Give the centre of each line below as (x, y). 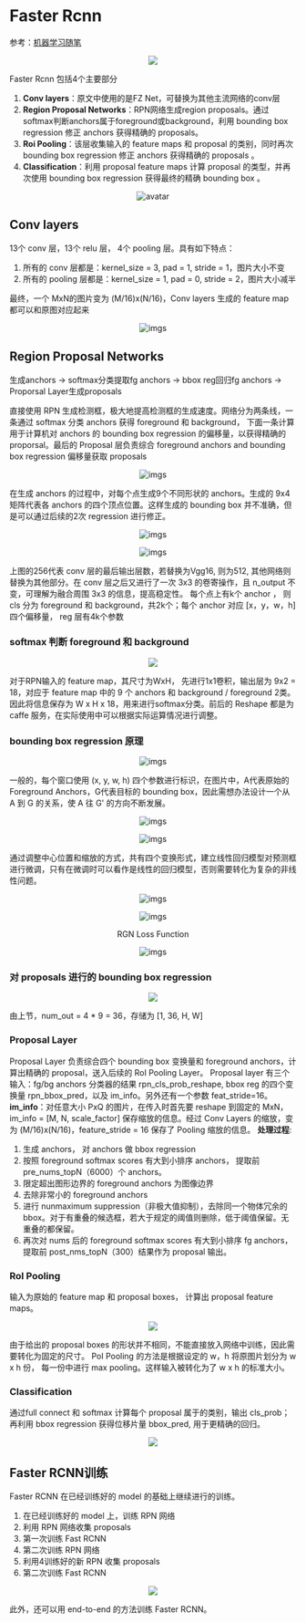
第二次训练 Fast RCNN (64, 1573)
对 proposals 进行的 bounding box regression (111, 977)
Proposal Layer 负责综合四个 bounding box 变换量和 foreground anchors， (149, 1061)
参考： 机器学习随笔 (46, 42)
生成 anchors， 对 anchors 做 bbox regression (109, 1149)
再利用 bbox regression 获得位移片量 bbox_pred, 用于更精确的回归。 (138, 1424)
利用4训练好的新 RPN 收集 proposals (92, 1562)
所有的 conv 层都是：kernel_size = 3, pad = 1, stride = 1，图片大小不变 (153, 267)
